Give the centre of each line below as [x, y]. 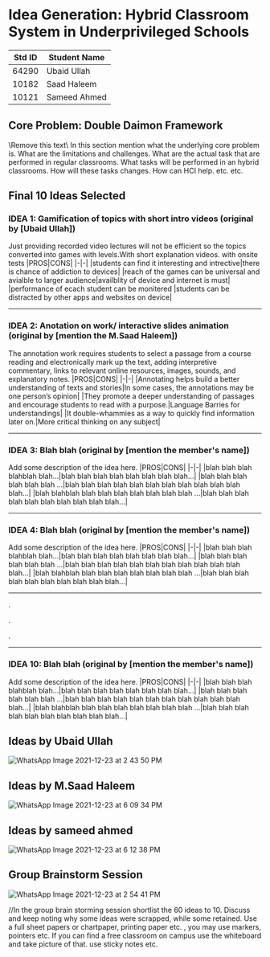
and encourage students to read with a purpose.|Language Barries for [124, 404]
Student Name [76, 57]
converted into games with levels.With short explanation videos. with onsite [133, 255]
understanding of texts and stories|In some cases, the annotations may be [131, 387]
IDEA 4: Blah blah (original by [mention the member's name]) [129, 530]
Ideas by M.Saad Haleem [72, 785]
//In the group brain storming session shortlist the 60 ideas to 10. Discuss [129, 910]
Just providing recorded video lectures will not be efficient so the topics [127, 246]
